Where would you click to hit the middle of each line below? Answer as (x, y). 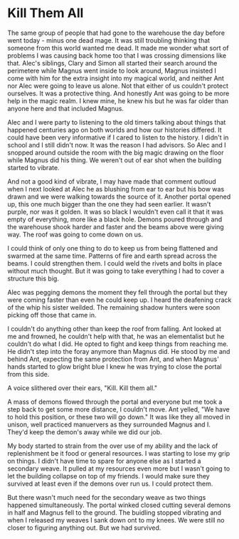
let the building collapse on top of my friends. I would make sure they (108, 476)
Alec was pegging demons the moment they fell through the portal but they (117, 292)
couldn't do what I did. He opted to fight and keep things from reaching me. (118, 344)
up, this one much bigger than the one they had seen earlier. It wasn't (109, 204)
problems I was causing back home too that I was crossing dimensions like (117, 56)
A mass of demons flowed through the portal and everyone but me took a (115, 402)
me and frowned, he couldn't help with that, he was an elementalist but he (116, 336)
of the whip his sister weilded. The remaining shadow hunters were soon (114, 307)
